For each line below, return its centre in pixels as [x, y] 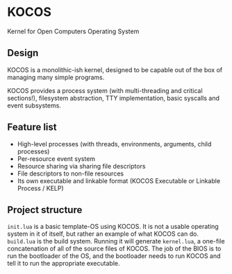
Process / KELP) [40, 188]
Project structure [45, 210]
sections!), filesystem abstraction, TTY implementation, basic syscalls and [114, 98]
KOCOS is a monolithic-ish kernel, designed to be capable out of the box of [115, 69]
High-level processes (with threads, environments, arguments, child [114, 144]
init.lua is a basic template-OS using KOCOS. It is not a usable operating [113, 227]
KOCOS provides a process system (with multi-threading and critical [105, 90]
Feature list [32, 127]
